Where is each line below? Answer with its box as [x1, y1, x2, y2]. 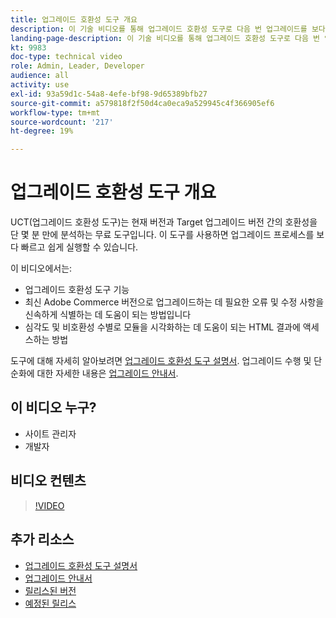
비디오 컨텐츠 [10, 472, 87, 490]
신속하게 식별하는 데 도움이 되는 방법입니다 [24, 309, 192, 321]
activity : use [10, 80, 70, 90]
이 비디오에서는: [10, 262, 73, 275]
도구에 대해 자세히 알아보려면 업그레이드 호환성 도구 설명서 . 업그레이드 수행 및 [10, 355, 312, 367]
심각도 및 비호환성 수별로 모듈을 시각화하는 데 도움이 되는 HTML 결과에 [24, 321, 301, 333]
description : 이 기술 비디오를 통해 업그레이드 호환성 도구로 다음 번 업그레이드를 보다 [10, 24, 326, 34]
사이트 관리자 [24, 427, 77, 440]
